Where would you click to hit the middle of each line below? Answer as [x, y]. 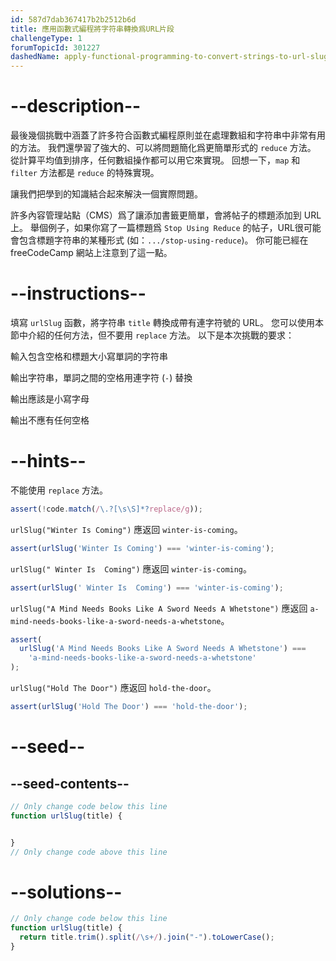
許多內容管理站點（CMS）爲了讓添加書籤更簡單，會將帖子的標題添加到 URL [166, 215]
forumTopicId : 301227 [55, 47]
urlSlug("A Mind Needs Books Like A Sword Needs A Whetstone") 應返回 [159, 608]
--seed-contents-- [70, 783]
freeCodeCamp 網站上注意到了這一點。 [91, 253]
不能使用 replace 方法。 [59, 490]
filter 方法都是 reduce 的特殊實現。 [85, 173]
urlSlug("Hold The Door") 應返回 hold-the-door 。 [113, 688]
